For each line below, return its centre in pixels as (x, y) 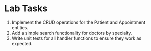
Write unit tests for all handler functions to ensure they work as (77, 38)
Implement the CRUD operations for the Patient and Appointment (79, 22)
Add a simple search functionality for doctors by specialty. (72, 33)
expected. (22, 43)
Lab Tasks (26, 9)
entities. (20, 27)
